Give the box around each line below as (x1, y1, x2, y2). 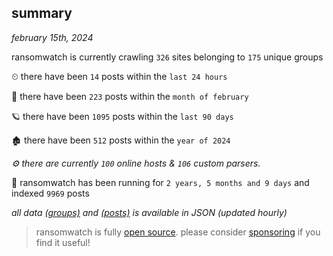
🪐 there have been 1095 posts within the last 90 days (11, 110, 234, 122)
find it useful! (35, 236, 91, 248)
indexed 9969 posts (11, 187, 90, 199)
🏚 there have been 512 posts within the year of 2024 (11, 134, 231, 146)
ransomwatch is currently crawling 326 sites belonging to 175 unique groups (11, 51, 324, 63)
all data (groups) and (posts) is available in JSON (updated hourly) (11, 206, 288, 218)
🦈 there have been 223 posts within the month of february (11, 90, 249, 102)
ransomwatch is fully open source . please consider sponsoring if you (35, 226, 321, 238)
